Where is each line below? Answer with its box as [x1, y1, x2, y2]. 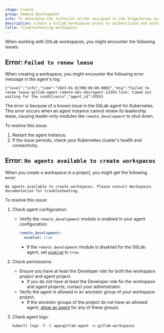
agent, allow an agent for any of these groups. [26, 304, 120, 310]
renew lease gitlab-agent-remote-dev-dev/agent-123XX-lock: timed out [5, 90, 152, 95]
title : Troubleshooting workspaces [5, 25, 78, 30]
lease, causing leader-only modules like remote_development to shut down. [5, 113, 154, 119]
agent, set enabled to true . [26, 249, 80, 255]
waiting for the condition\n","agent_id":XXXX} [5, 94, 104, 99]
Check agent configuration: [12, 206, 67, 212]
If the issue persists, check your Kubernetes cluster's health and [12, 137, 142, 143]
